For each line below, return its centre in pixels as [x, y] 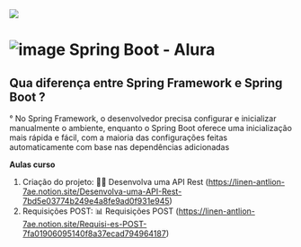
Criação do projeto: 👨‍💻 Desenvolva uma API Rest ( [115, 182]
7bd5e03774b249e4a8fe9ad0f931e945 [96, 201]
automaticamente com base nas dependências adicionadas [120, 147]
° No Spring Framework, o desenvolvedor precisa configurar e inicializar [143, 119]
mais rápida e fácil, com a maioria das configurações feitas [118, 137]
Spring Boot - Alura [142, 50]
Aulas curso [32, 164]
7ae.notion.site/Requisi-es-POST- [84, 224]
